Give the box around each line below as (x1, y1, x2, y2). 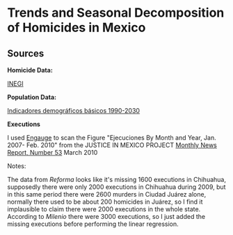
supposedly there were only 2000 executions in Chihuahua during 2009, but (7, 183, 226, 191)
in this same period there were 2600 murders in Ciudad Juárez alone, (7, 190, 207, 198)
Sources (7, 47, 45, 59)
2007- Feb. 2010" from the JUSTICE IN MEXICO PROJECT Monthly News (7, 141, 217, 149)
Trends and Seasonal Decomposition (7, 5, 225, 21)
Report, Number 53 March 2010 (7, 149, 98, 156)
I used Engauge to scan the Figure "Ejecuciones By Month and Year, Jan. (7, 134, 217, 142)
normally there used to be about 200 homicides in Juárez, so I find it (7, 197, 203, 206)
